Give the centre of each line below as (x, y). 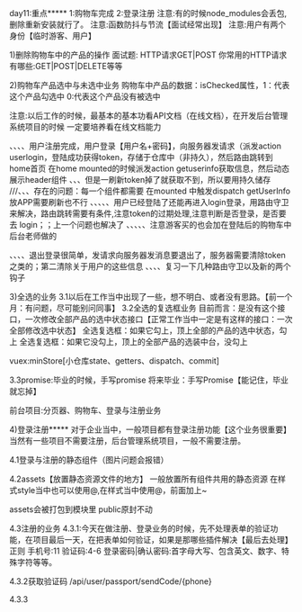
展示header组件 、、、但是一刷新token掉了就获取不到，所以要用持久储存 (140, 180)
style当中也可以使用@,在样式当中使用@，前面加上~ (112, 490)
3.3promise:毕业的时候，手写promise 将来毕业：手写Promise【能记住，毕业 (149, 380)
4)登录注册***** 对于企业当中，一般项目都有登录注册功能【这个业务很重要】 (151, 429)
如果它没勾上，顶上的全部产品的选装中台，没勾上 (157, 342)
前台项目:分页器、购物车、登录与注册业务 (85, 410)
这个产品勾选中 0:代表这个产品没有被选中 (85, 96)
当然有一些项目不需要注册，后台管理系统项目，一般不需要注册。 (127, 441)
